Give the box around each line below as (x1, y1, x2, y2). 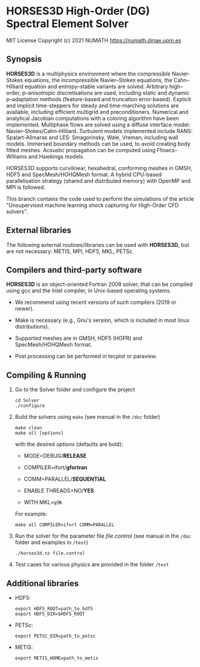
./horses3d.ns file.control (14, 550, 85, 557)
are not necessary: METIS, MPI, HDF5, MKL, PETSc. (6, 248, 134, 255)
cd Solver (14, 397, 40, 404)
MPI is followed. (6, 183, 46, 191)
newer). (14, 305, 34, 312)
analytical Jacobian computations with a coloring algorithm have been (6, 114, 180, 122)
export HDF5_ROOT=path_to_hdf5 (14, 606, 93, 612)
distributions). (14, 323, 50, 330)
